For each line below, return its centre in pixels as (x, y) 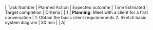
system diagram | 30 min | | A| (35, 22)
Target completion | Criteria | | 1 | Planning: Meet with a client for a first (76, 12)
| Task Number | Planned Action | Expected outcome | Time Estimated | (76, 7)
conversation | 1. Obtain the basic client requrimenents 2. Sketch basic (76, 17)
